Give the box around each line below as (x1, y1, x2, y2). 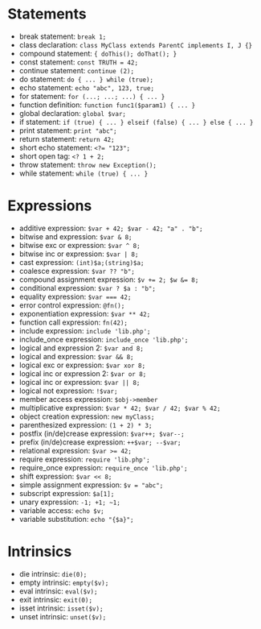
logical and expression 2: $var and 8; (18, 343, 144, 353)
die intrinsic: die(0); (18, 569, 88, 578)
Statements (7, 5, 88, 23)
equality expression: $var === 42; (18, 292, 132, 301)
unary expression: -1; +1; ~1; (18, 497, 121, 507)
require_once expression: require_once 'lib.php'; (18, 462, 188, 472)
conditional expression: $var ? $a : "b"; (18, 283, 156, 292)
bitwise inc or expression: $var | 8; (18, 249, 139, 259)
